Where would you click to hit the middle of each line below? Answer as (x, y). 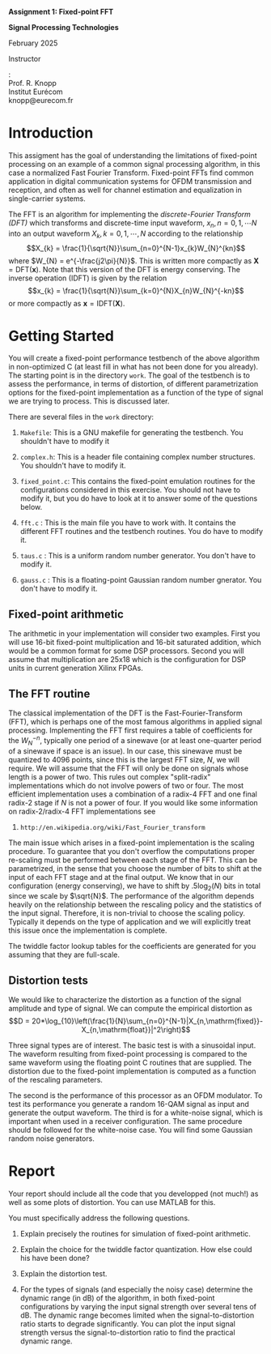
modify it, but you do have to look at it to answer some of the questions (139, 498)
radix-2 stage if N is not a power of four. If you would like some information (133, 802)
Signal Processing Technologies (64, 27)
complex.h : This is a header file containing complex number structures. (138, 457)
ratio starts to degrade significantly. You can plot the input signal (128, 1324)
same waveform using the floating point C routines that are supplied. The (130, 1063)
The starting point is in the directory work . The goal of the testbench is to (129, 375)
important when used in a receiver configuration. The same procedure (125, 1121)
